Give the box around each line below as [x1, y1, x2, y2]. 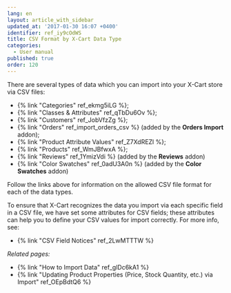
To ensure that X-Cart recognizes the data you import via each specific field [7, 201, 223, 209]
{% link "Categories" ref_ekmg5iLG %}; [17, 101, 129, 109]
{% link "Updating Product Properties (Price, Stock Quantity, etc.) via [17, 270, 214, 279]
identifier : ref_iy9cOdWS [7, 29, 81, 37]
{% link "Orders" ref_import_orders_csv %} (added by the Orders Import [17, 123, 224, 131]
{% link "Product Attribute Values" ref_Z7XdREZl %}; [17, 137, 167, 145]
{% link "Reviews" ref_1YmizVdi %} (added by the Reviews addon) [17, 152, 205, 161]
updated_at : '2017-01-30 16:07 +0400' [7, 23, 119, 30]
